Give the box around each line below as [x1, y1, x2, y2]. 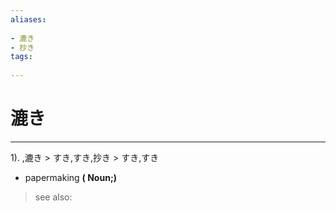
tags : [10, 52, 33, 62]
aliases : [10, 14, 47, 25]
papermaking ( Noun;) [24, 171, 117, 183]
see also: [34, 191, 73, 203]
